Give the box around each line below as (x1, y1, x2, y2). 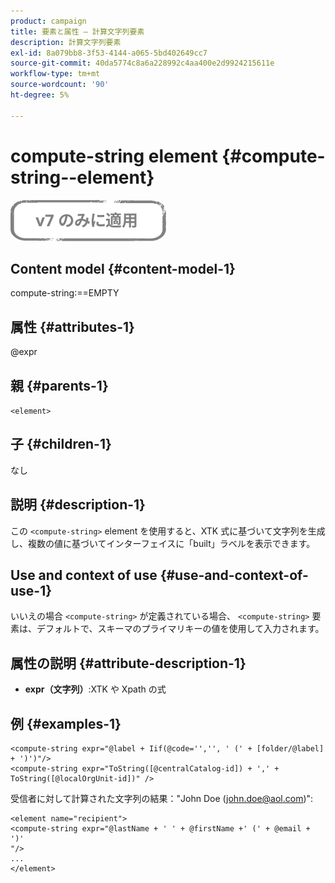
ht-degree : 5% (10, 90, 70, 100)
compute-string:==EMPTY (10, 287, 120, 299)
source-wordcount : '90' (10, 80, 110, 90)
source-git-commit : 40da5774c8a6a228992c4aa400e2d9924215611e (10, 58, 275, 69)
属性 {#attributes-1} (10, 318, 135, 335)
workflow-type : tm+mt (10, 69, 101, 79)
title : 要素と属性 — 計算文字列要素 (10, 26, 145, 37)
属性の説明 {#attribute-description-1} (10, 655, 247, 672)
